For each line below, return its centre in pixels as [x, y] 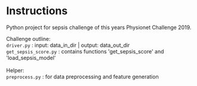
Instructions [37, 11]
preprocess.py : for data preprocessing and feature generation [82, 77]
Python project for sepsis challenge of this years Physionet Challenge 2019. [99, 27]
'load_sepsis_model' [31, 58]
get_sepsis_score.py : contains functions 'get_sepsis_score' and [85, 51]
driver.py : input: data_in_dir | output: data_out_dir [68, 45]
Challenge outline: [28, 39]
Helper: [15, 70]
